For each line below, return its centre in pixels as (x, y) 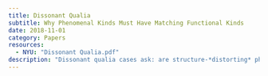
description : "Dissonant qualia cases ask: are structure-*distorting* (130, 60)
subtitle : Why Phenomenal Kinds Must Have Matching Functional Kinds (126, 23)
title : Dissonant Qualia (49, 15)
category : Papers (37, 38)
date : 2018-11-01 (37, 30)
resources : (26, 45)
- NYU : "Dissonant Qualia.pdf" (67, 52)
